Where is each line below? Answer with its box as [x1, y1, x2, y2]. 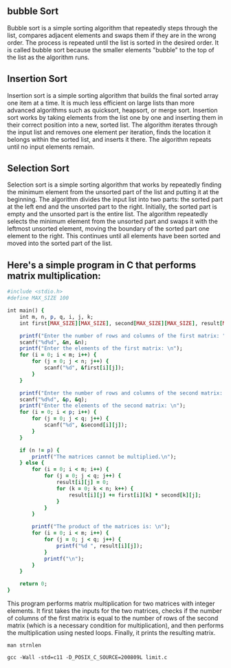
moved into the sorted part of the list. [7, 239, 113, 247]
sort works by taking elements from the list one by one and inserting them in [7, 113, 223, 121]
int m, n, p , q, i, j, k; [19, 313, 94, 320]
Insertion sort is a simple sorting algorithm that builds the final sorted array [7, 91, 219, 99]
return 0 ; [19, 581, 48, 587]
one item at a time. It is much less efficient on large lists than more [7, 98, 195, 107]
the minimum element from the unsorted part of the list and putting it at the [7, 188, 219, 196]
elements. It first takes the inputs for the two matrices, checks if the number [7, 607, 222, 615]
